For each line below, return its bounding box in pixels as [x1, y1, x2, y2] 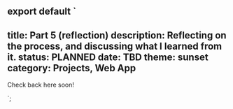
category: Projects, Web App [7, 62, 136, 74]
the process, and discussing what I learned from [7, 40, 223, 52]
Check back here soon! [7, 80, 75, 89]
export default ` [7, 6, 77, 17]
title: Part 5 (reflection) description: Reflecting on [7, 29, 227, 41]
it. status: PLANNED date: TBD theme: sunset [7, 51, 209, 63]
